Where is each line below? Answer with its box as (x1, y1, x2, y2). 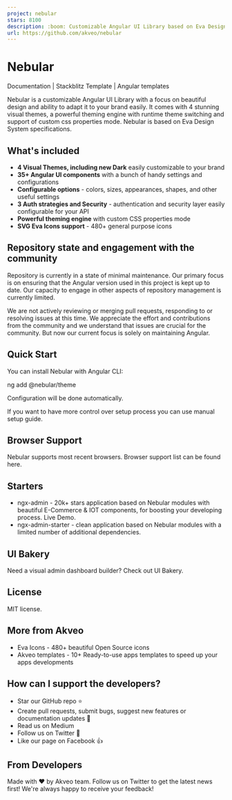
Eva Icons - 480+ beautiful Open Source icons (17, 643, 150, 651)
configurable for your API (17, 207, 90, 215)
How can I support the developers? (7, 678, 161, 690)
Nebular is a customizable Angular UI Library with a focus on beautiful (7, 95, 206, 104)
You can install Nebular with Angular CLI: (7, 367, 124, 375)
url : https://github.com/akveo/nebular (7, 29, 122, 37)
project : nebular (7, 10, 57, 17)
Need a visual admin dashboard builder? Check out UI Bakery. (7, 566, 184, 575)
